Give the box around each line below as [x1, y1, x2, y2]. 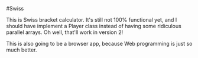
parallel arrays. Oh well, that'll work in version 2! [6, 29, 124, 36]
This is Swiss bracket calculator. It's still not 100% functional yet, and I [6, 16, 177, 23]
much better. [6, 46, 37, 53]
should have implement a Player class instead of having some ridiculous [6, 23, 181, 29]
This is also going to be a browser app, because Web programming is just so [6, 40, 193, 47]
